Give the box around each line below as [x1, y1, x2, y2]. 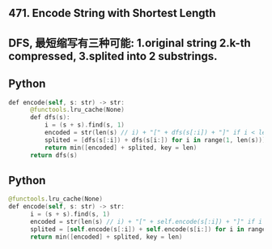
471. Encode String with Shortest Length [8, 6, 216, 20]
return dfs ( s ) [29, 151, 79, 159]
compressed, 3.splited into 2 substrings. [8, 49, 218, 63]
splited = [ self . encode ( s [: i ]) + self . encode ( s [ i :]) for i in [29, 225, 244, 234]
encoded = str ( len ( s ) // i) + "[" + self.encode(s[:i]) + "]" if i [29, 218, 263, 226]
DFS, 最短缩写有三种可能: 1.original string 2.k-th [8, 36, 251, 49]
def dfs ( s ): [29, 114, 70, 122]
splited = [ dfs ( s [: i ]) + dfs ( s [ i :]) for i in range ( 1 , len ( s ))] [44, 135, 266, 144]
